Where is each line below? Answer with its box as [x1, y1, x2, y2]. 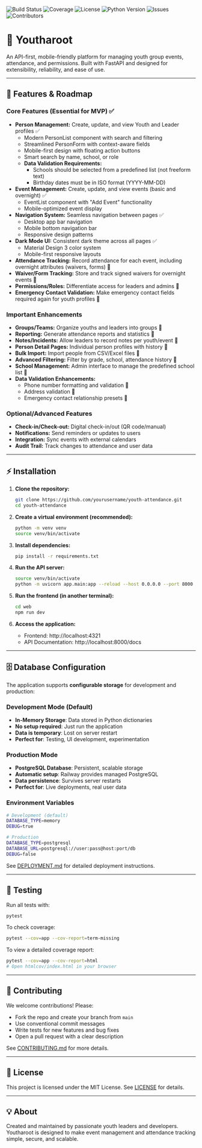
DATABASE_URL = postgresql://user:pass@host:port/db [6, 845, 136, 852]
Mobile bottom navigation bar [23, 224, 97, 231]
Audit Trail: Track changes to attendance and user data [14, 442, 153, 450]
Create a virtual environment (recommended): [14, 513, 133, 521]
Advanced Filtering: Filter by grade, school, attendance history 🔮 [14, 356, 177, 363]
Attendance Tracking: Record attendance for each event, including [14, 257, 182, 264]
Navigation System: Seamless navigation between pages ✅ [14, 211, 164, 218]
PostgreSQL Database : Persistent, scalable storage [14, 764, 143, 771]
